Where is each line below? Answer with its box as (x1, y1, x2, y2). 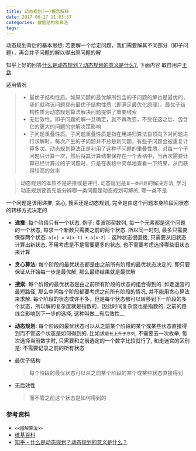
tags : (6, 25, 19, 31)
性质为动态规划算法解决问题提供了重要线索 (34, 108, 137, 116)
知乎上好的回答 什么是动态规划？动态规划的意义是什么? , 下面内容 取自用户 (6, 62, 183, 69)
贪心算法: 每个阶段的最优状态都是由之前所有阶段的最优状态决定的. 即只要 (14, 261, 190, 268)
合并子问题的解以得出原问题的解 (23, 49, 101, 56)
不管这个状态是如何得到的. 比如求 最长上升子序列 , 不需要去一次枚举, (25, 330, 181, 337)
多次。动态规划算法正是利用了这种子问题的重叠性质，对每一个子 (34, 145, 188, 152)
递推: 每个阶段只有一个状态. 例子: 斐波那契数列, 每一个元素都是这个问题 (14, 219, 186, 226)
